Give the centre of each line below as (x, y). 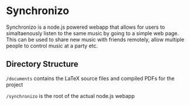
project (15, 84)
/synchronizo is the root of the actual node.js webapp (70, 96)
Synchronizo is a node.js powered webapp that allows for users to (86, 27)
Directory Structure (42, 64)
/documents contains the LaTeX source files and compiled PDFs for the (90, 78)
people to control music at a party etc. (52, 46)
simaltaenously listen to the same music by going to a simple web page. (93, 33)
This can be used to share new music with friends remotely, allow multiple (95, 39)
